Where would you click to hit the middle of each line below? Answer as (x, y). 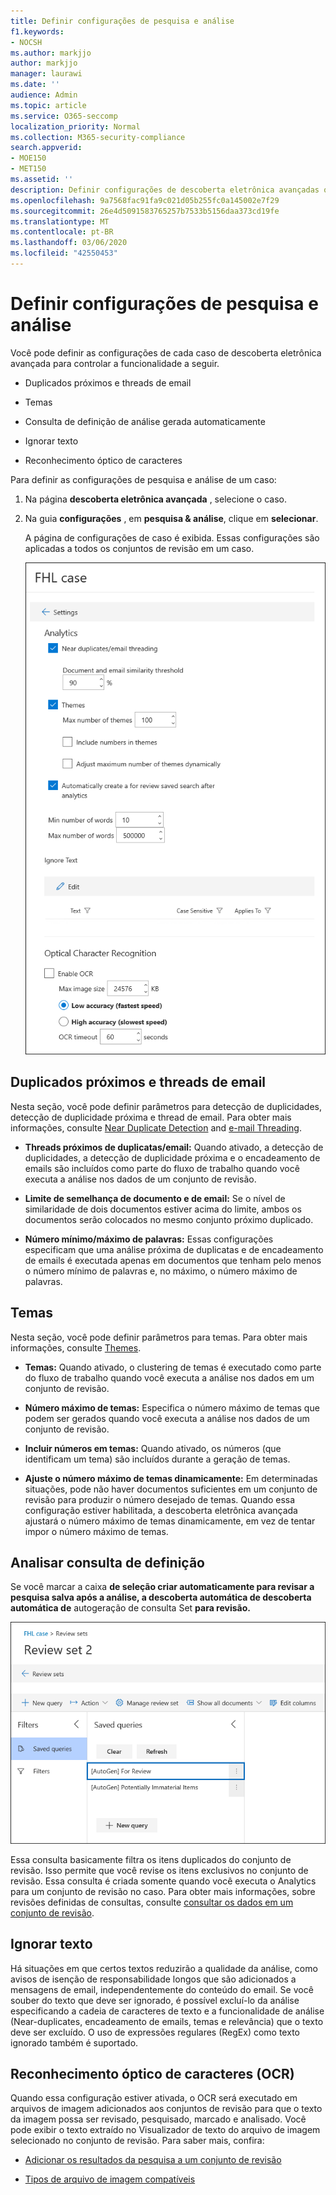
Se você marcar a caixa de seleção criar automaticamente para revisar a (162, 1587)
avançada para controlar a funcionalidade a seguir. (115, 363)
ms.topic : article (48, 105)
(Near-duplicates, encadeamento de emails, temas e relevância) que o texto (167, 2021)
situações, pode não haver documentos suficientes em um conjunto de (171, 1489)
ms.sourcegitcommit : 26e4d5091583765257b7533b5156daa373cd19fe (145, 211)
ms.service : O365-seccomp (64, 116)
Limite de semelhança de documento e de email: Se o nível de (155, 1198)
